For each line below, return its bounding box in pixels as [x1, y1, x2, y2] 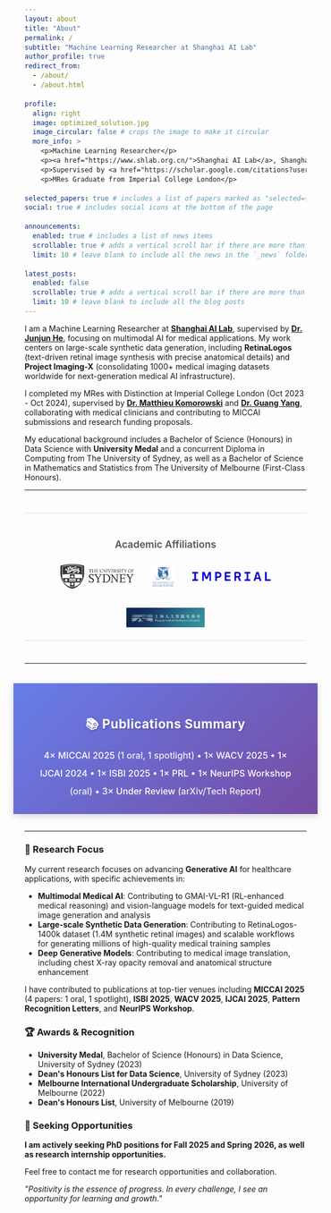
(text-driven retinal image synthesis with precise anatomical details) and [24, 352, 291, 362]
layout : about [24, 14, 78, 23]
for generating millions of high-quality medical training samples [37, 937, 272, 948]
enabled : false [32, 278, 89, 288]
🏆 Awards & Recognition [24, 1025, 135, 1038]
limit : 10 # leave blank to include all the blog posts [32, 298, 245, 307]
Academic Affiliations [115, 538, 216, 550]
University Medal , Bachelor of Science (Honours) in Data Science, [37, 1049, 284, 1060]
